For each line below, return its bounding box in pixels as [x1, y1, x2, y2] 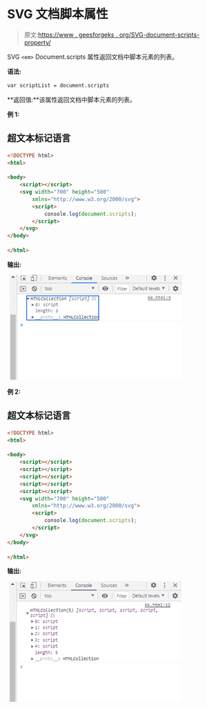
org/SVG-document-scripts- [119, 30, 200, 39]
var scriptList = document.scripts [7, 82, 110, 89]
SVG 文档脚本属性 [7, 6, 108, 22]
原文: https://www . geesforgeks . [23, 30, 118, 39]
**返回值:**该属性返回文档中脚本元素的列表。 [7, 95, 137, 104]
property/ [23, 38, 51, 46]
